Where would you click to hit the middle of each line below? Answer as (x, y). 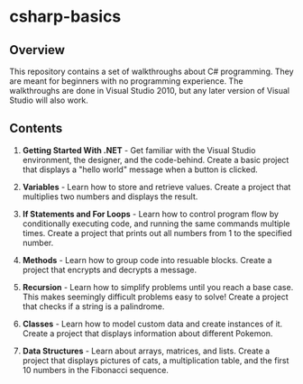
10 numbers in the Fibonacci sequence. (96, 370)
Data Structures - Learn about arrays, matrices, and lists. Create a (146, 351)
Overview (37, 50)
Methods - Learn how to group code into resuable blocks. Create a (147, 260)
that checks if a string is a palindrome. (93, 306)
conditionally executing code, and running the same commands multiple (156, 224)
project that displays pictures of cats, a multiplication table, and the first (156, 360)
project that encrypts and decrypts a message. (109, 270)
